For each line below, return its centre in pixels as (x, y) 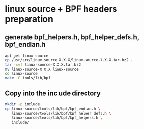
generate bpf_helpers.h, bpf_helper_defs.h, (72, 37)
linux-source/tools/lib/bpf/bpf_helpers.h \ (57, 118)
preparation (29, 19)
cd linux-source (21, 73)
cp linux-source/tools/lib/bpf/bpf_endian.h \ (53, 109)
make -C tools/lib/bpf (28, 78)
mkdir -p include (22, 104)
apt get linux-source (27, 56)
